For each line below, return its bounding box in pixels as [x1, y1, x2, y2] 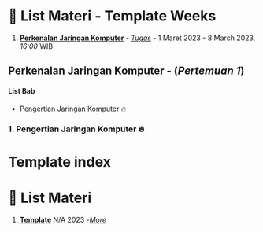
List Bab [8, 86, 35, 95]
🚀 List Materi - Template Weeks [8, 7, 217, 25]
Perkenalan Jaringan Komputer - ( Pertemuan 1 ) [8, 64, 245, 78]
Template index [8, 153, 112, 171]
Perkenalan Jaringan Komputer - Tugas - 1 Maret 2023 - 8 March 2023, [19, 33, 256, 42]
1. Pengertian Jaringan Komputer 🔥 [8, 123, 145, 134]
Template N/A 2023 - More [19, 215, 107, 224]
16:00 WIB [19, 41, 54, 50]
